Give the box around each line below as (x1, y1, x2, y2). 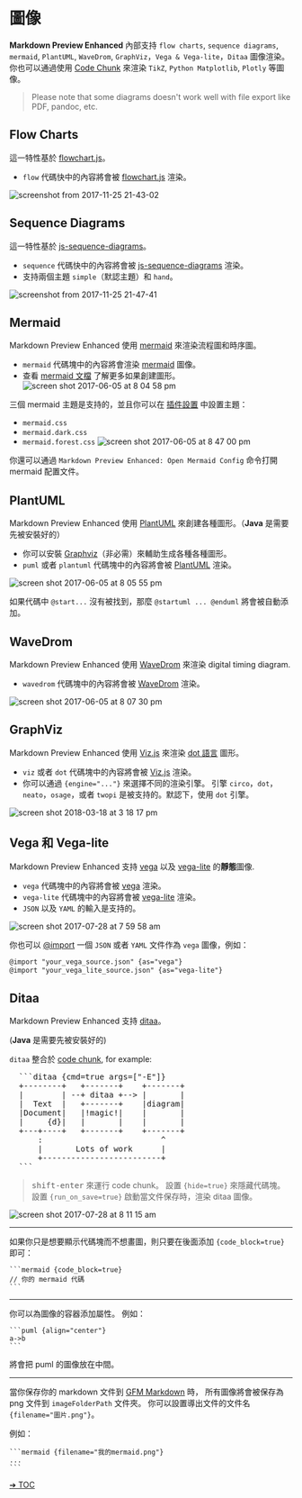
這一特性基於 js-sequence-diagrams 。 (9, 241, 151, 251)
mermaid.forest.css (22, 438, 96, 447)
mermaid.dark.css (22, 429, 88, 438)
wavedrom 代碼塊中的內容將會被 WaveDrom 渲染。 (22, 678, 205, 689)
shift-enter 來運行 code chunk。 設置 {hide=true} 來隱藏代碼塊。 (31, 1180, 286, 1191)
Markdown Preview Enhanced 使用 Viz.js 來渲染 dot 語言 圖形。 (9, 747, 244, 758)
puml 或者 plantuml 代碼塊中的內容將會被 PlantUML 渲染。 (22, 559, 236, 570)
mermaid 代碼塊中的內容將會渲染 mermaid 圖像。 (22, 359, 200, 370)
